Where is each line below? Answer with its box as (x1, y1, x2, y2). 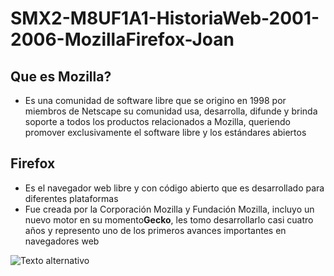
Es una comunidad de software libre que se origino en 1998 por (24, 95, 287, 106)
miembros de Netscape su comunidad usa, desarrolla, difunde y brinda (24, 105, 318, 117)
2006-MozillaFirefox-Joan (10, 28, 235, 51)
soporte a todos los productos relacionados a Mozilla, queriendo (24, 116, 291, 127)
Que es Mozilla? (10, 68, 112, 85)
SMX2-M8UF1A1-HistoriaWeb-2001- (10, 7, 320, 30)
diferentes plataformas (24, 192, 119, 204)
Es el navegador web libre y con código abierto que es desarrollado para (24, 182, 325, 194)
